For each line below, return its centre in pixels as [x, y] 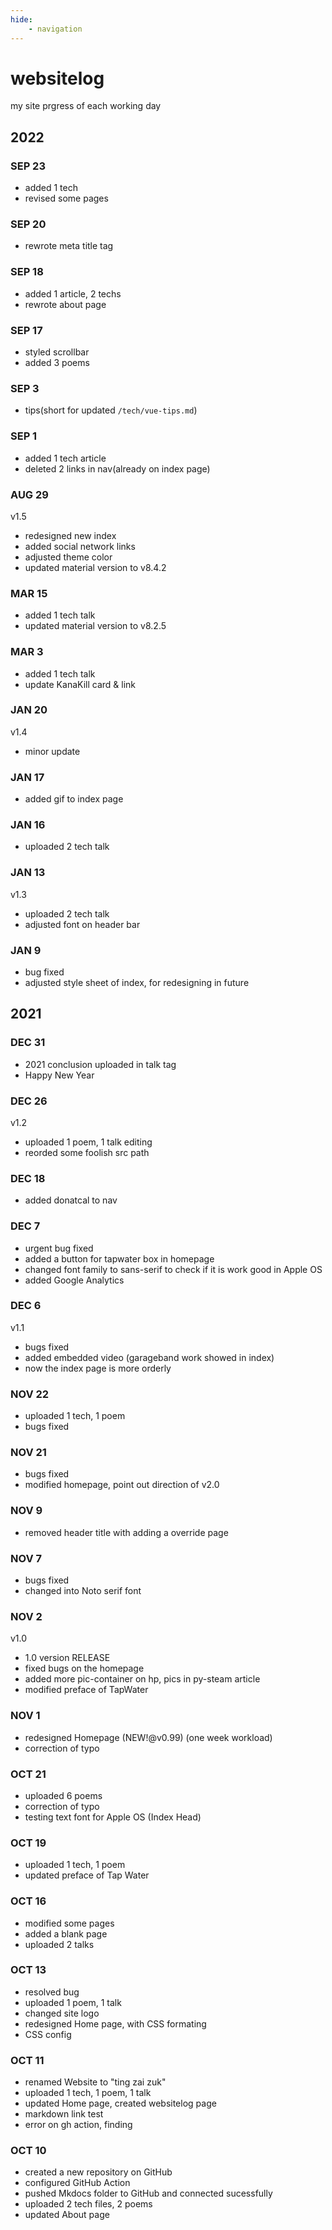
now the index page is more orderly [98, 1368]
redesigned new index [70, 535]
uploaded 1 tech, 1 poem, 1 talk [88, 2093]
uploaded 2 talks [59, 1944]
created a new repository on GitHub [98, 2172]
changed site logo [62, 2013]
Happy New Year [59, 1075]
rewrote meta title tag [69, 246]
